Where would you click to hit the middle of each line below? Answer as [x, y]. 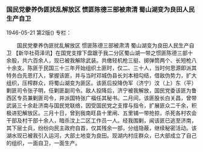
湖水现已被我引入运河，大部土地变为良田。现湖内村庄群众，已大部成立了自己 [101, 136]
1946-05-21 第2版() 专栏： [39, 33]
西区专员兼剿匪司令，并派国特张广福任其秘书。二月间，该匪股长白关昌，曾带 [101, 98]
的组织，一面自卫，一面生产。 [43, 143]
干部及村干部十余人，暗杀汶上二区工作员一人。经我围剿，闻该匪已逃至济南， [101, 121]
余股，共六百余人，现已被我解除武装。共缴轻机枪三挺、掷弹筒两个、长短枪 [99, 61]
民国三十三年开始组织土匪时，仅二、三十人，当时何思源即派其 [120, 68]
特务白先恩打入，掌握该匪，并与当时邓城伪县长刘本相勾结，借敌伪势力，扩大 [101, 76]
